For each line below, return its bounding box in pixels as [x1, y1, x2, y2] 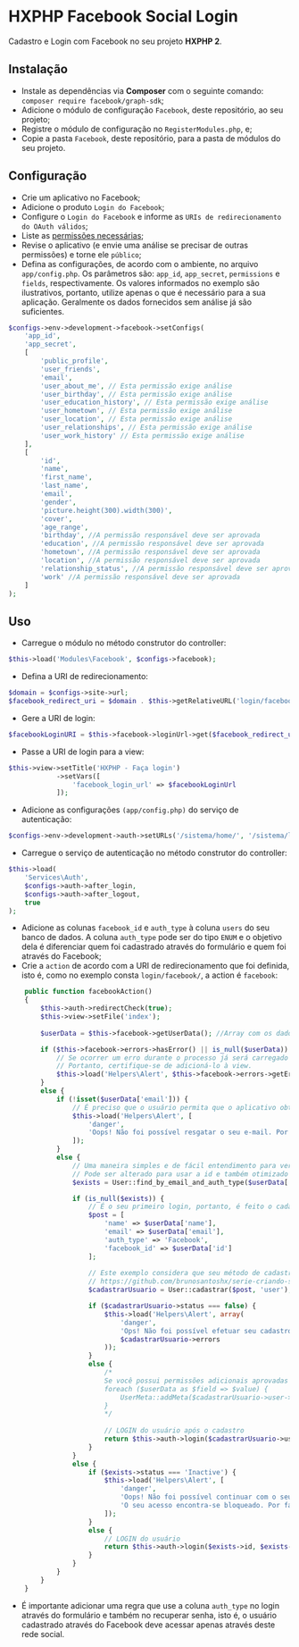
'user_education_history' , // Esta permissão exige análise [40, 398, 269, 408]
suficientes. [21, 306, 64, 316]
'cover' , [40, 514, 73, 524]
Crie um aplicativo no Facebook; [21, 192, 141, 203]
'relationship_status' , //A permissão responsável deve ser [40, 564, 269, 573]
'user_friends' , [40, 365, 101, 374]
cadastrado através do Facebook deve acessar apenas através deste [21, 1619, 276, 1630]
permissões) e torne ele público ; [21, 248, 142, 260]
